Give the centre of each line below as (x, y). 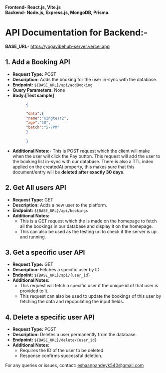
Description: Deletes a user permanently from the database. (75, 335)
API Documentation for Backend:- (77, 33)
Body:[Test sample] (33, 95)
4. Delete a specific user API (50, 317)
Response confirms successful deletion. (61, 356)
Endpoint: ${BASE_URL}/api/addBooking (52, 85)
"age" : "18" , (38, 123)
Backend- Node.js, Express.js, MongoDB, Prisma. (57, 12)
